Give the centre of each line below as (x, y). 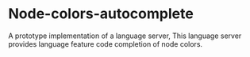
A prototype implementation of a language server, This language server (125, 36)
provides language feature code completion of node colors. (106, 44)
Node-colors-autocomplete (101, 14)
